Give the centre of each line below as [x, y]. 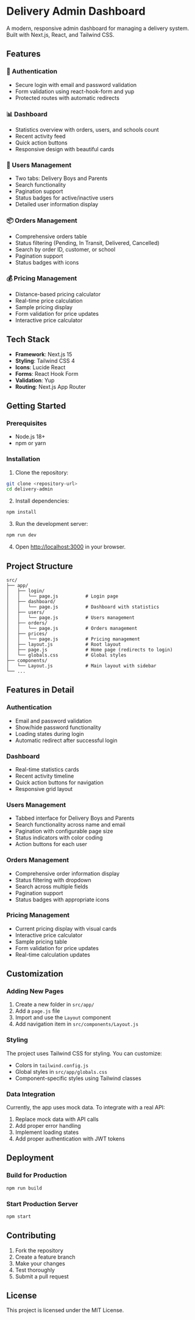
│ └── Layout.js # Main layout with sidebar [81, 666]
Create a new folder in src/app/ [55, 1005]
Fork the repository [39, 1250]
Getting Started [36, 406]
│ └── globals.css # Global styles [66, 655]
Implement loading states [47, 1132]
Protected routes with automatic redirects [67, 98]
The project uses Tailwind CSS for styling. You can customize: [84, 1053]
